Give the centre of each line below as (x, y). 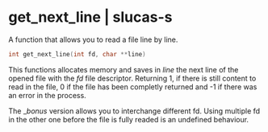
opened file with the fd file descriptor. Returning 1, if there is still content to (132, 78)
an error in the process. (47, 95)
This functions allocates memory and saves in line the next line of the (124, 69)
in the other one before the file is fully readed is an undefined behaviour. (128, 119)
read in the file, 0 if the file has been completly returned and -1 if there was (133, 87)
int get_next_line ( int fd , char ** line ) (77, 54)
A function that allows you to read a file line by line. (93, 39)
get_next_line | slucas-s (90, 17)
